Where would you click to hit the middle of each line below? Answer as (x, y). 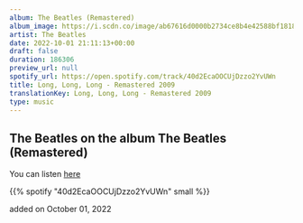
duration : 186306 (42, 60)
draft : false (34, 51)
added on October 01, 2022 (60, 209)
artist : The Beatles (48, 34)
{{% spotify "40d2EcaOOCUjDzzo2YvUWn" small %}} (110, 191)
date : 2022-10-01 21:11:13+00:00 (72, 43)
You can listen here (45, 174)
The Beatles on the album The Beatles (118, 138)
